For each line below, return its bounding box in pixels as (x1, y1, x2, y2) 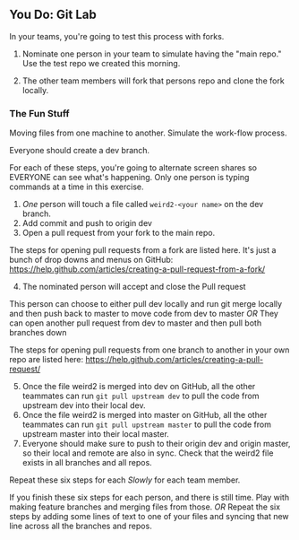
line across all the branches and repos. (9, 520, 152, 532)
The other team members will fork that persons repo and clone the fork (21, 75, 285, 86)
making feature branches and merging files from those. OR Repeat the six (9, 501, 280, 512)
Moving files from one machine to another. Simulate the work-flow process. (9, 127, 288, 138)
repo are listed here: (9, 354, 84, 365)
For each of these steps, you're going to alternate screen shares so (9, 162, 258, 173)
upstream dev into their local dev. (21, 400, 146, 411)
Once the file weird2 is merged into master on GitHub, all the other (21, 410, 268, 421)
